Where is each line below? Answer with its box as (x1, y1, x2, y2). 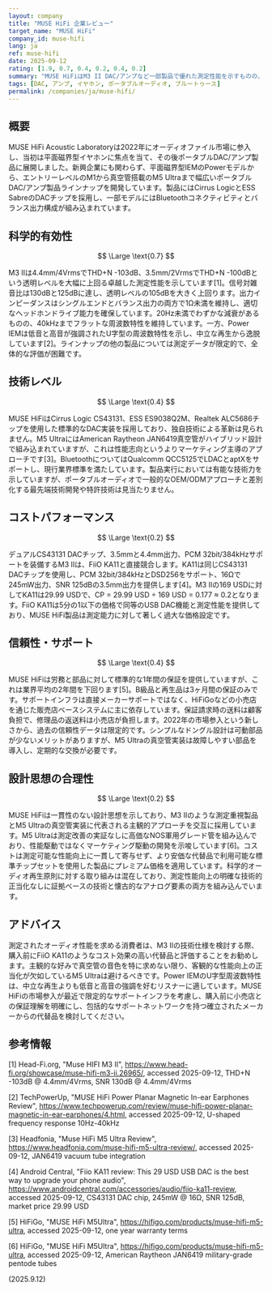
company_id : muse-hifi (8, 34, 85, 43)
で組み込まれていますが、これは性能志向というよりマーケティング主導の (8, 443, 249, 454)
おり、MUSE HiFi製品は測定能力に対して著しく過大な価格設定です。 (8, 609, 235, 620)
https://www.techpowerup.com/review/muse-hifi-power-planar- (39, 1101, 253, 1110)
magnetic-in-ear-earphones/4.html (8, 1109, 125, 1119)
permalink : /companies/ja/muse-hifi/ (8, 87, 136, 96)
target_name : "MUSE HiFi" (8, 27, 96, 35)
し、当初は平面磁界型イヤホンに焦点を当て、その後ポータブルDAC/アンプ (8, 152, 252, 162)
